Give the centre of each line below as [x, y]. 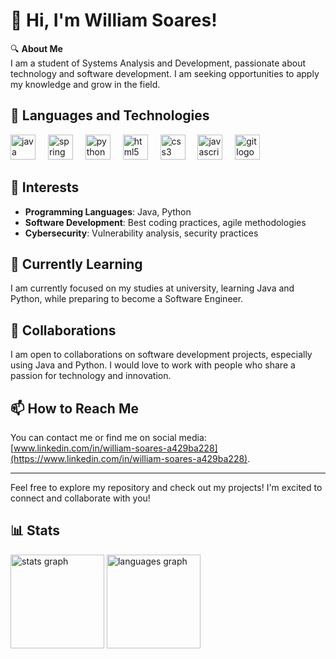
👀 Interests [45, 187]
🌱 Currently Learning [76, 264]
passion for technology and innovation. [91, 376]
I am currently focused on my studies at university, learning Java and [152, 288]
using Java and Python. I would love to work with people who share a [153, 365]
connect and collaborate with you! [80, 498]
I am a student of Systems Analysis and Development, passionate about [158, 63]
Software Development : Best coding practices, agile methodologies [165, 222]
